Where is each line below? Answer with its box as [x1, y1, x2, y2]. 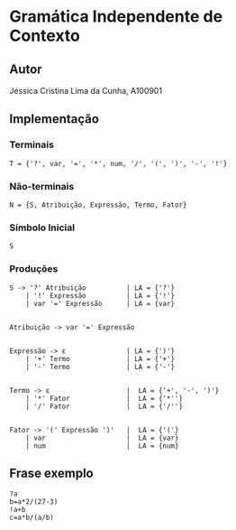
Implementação [9, 111, 99, 127]
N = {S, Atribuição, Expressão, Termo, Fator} [9, 200, 187, 209]
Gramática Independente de [9, 6, 223, 27]
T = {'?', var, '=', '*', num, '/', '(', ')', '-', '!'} [9, 159, 228, 168]
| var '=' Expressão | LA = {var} [25, 299, 176, 308]
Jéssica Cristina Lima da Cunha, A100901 [9, 86, 163, 96]
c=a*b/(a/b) [9, 513, 54, 523]
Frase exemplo [9, 465, 94, 480]
